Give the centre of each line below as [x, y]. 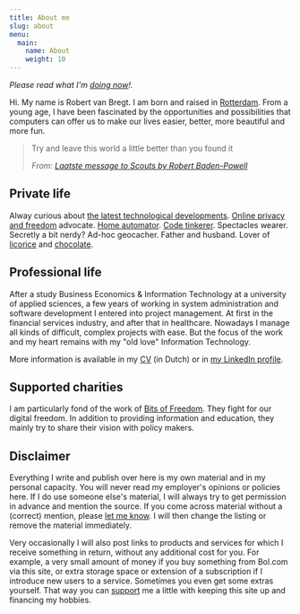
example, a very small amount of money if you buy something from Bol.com [149, 562]
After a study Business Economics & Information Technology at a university [148, 294]
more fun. [27, 131]
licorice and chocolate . [51, 244]
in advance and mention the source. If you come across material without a [146, 506]
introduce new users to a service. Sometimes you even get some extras [141, 581]
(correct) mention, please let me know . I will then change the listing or [138, 516]
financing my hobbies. [50, 600]
